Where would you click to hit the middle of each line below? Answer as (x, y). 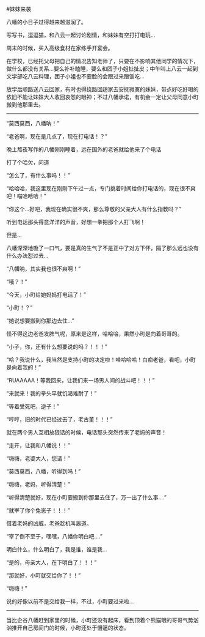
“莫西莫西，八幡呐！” (33, 123)
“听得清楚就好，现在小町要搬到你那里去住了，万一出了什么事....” (86, 497)
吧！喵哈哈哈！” (27, 196)
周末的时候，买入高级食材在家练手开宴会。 (60, 48)
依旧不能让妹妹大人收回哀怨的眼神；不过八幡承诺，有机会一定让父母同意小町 (103, 97)
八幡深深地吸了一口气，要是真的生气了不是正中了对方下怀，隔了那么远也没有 (103, 248)
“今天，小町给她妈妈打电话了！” (46, 295)
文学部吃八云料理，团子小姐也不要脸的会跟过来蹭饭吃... (76, 76)
